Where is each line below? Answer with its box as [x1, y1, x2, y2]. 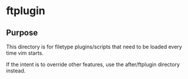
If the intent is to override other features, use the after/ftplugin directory [6, 61, 180, 68]
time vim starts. [6, 50, 44, 57]
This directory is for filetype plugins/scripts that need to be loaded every [6, 43, 183, 50]
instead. [6, 67, 26, 74]
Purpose [6, 28, 38, 38]
